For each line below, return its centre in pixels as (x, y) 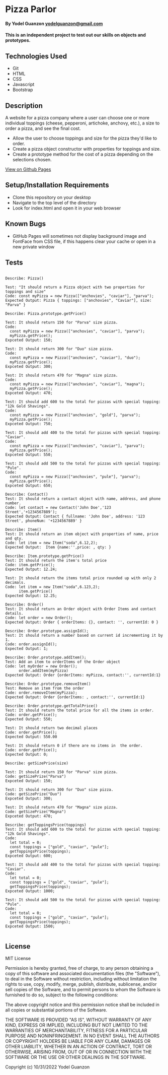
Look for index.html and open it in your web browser (67, 208)
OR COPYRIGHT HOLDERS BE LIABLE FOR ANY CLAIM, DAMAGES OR (78, 1041)
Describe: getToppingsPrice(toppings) (46, 825)
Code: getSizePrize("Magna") (36, 812)
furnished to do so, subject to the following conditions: (62, 995)
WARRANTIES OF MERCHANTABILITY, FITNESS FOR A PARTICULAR (76, 1031)
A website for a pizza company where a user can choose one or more (77, 118)
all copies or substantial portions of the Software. (56, 1010)
